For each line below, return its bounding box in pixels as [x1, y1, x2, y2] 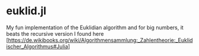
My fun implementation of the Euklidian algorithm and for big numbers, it [6, 24, 184, 31]
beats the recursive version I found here [6, 30, 104, 37]
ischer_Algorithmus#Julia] [6, 43, 70, 50]
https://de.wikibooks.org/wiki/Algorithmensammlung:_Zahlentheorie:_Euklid [8, 36, 193, 43]
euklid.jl [6, 4, 46, 18]
